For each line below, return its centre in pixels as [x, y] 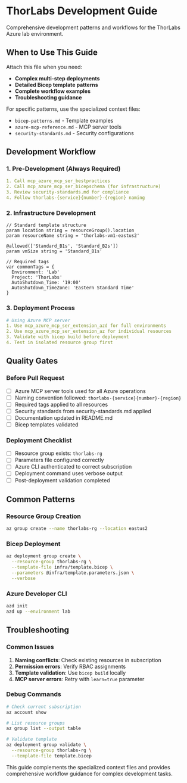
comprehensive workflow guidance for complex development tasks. [89, 773]
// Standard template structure [46, 225]
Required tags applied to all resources [61, 404]
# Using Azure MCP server [38, 320]
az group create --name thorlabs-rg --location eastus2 [77, 529]
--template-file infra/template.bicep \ [62, 567]
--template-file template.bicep [52, 756]
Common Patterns [41, 499]
